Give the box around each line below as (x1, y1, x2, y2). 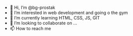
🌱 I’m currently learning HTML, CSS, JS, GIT (9, 15, 100, 20)
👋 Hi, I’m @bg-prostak (9, 5, 56, 10)
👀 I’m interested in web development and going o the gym (9, 10, 128, 16)
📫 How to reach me (9, 26, 51, 31)
